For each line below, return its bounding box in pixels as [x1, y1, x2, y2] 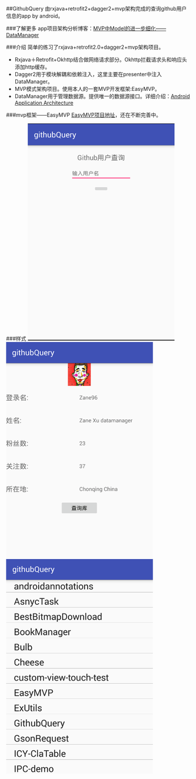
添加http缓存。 [14, 63, 50, 70]
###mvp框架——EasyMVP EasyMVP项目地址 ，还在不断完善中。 [6, 111, 161, 118]
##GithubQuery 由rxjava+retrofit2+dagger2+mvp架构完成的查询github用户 [6, 5, 187, 12]
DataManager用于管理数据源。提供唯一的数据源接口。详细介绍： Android [14, 93, 190, 100]
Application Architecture [14, 99, 73, 106]
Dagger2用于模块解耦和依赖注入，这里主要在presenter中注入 [14, 71, 163, 77]
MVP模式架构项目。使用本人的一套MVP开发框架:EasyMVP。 [14, 86, 160, 92]
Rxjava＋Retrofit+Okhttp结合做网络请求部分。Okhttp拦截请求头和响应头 [14, 56, 188, 63]
